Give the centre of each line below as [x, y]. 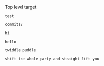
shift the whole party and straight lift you [52, 59]
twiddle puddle [21, 50]
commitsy [14, 24]
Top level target [21, 7]
